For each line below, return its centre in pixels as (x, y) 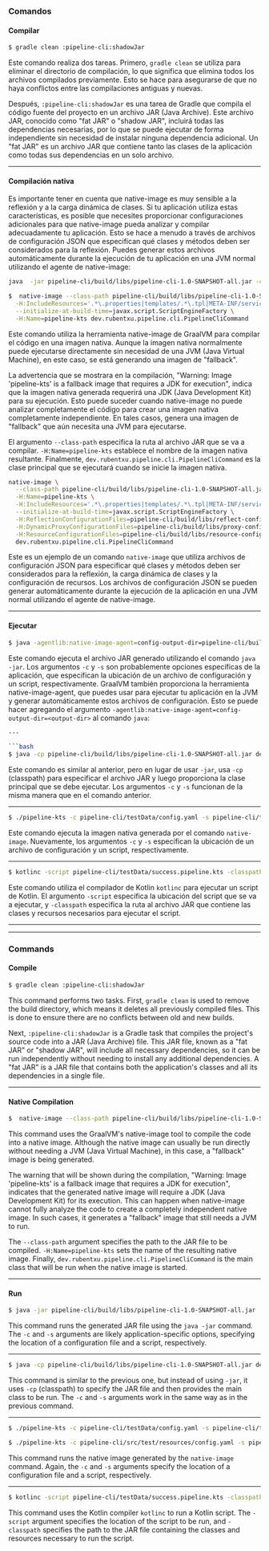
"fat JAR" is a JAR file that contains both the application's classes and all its (133, 1067)
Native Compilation (41, 1101)
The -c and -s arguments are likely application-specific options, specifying (132, 1334)
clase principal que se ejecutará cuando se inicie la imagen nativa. (118, 467)
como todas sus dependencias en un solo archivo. (91, 155)
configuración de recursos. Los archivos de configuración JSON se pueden (133, 583)
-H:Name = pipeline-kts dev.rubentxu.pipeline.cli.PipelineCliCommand (132, 319)
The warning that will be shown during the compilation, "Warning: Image (127, 1174)
